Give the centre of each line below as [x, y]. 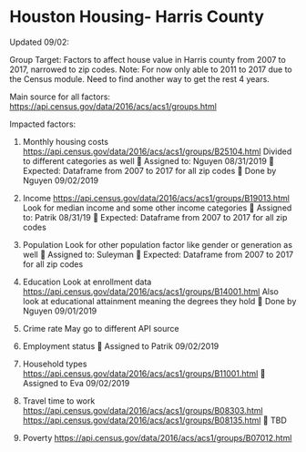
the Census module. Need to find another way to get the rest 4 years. [140, 78]
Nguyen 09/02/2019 [60, 180]
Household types [55, 364]
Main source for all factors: [60, 97]
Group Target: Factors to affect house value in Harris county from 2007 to [148, 59]
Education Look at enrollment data [87, 282]
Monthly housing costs [66, 141]
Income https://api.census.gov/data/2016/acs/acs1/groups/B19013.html [156, 198]
